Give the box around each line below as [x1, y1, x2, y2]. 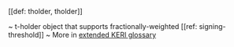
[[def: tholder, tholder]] [8, 7, 83, 16]
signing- [199, 22, 226, 31]
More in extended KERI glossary [52, 31, 157, 39]
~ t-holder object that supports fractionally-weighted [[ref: [8, 22, 198, 31]
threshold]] [8, 31, 45, 39]
